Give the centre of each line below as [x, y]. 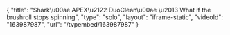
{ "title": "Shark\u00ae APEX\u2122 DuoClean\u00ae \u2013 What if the [109, 10]
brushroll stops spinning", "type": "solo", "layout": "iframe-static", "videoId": [115, 17]
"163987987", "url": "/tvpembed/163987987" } [73, 24]
